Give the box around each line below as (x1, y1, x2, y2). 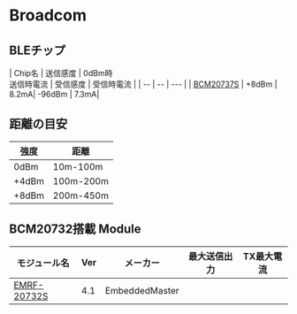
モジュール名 (16, 257, 70, 269)
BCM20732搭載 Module (9, 222, 141, 237)
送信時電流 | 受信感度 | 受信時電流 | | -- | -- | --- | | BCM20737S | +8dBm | (9, 79, 278, 89)
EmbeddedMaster (104, 284, 179, 296)
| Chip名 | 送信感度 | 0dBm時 (9, 68, 113, 78)
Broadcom (9, 5, 87, 26)
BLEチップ (9, 42, 66, 57)
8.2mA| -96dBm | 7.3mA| (9, 89, 100, 99)
